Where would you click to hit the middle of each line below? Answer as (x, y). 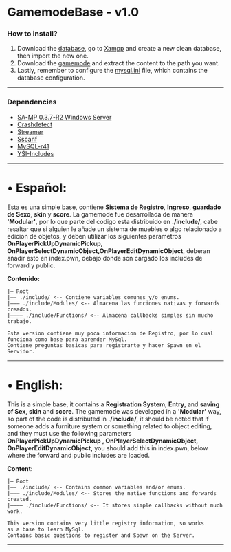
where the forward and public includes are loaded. (78, 455)
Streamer (30, 131)
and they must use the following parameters (69, 433)
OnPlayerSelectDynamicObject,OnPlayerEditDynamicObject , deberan (109, 251)
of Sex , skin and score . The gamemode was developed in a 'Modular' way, (114, 411)
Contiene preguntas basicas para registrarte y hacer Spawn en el (104, 345)
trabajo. (20, 321)
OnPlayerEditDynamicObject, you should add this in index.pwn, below (108, 448)
